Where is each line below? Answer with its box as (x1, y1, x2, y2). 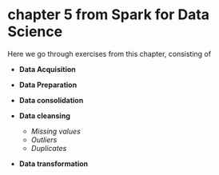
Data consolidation (18, 95, 84, 105)
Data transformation (18, 158, 89, 169)
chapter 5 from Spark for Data (7, 6, 209, 24)
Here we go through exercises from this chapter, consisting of (7, 49, 212, 58)
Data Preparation (18, 80, 78, 89)
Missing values (30, 126, 81, 136)
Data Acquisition (18, 64, 77, 74)
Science (7, 22, 63, 41)
